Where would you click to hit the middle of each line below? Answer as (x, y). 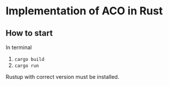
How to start (29, 33)
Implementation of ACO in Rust (84, 11)
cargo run (27, 66)
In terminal (19, 47)
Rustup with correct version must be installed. (63, 77)
